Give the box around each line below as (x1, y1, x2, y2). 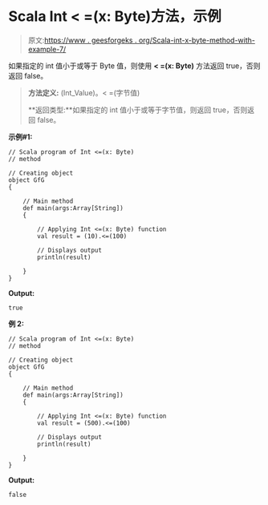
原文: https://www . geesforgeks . (27, 35, 137, 45)
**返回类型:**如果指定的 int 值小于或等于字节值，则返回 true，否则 (27, 105, 248, 115)
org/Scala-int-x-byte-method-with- (138, 35, 255, 45)
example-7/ (27, 44, 67, 54)
